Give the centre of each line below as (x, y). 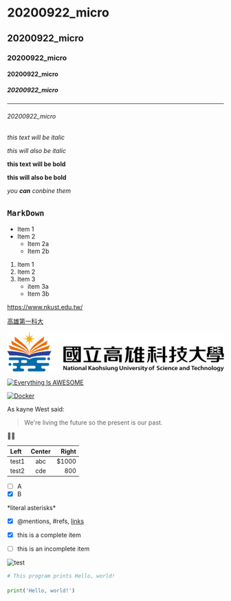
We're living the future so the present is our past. (93, 422)
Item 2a (38, 244)
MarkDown (26, 213)
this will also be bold (37, 178)
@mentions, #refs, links (51, 521)
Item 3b (38, 294)
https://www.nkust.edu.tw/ (45, 307)
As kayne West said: (36, 409)
